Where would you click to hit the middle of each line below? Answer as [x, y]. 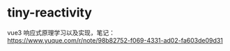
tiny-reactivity [49, 13]
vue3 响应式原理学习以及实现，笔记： [61, 32]
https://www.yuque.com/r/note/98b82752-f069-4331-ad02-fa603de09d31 [115, 40]
